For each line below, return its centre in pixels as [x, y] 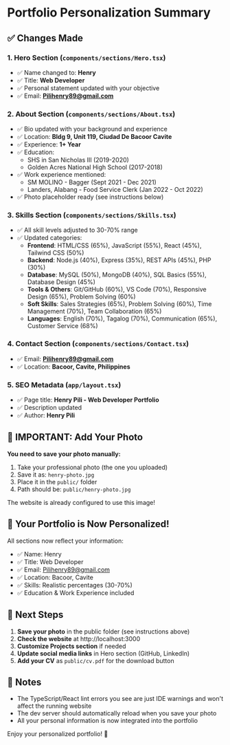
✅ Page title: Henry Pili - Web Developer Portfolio [88, 400]
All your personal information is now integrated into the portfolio [107, 721]
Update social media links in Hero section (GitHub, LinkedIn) [103, 653]
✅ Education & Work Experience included [76, 592]
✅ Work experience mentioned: [61, 175]
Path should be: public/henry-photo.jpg [74, 489]
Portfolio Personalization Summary [109, 13]
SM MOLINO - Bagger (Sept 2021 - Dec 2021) [92, 182]
